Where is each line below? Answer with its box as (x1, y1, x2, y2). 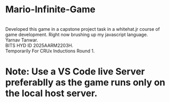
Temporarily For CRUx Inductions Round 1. (5, 48, 95, 54)
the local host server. (5, 88, 98, 99)
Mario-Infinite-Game (5, 4, 96, 15)
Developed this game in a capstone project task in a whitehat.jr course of (5, 26, 160, 32)
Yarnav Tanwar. (5, 37, 39, 43)
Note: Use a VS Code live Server (5, 66, 145, 77)
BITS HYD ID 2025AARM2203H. (5, 42, 73, 48)
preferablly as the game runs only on (5, 77, 165, 88)
